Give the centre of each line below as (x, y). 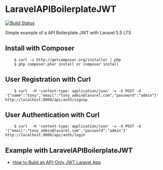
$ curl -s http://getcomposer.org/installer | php (68, 60)
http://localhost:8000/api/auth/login (45, 135)
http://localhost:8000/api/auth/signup (46, 100)
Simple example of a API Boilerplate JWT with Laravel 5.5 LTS (68, 32)
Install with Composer (40, 48)
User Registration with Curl (48, 80)
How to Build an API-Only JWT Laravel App (56, 163)
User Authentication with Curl (52, 115)
